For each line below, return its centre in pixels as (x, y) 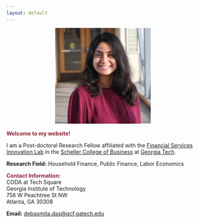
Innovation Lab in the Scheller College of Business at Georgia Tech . (91, 152)
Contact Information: (34, 175)
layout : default (27, 13)
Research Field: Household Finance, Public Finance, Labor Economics (95, 164)
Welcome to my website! (38, 133)
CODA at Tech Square (34, 182)
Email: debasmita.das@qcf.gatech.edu (55, 213)
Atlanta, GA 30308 (30, 202)
